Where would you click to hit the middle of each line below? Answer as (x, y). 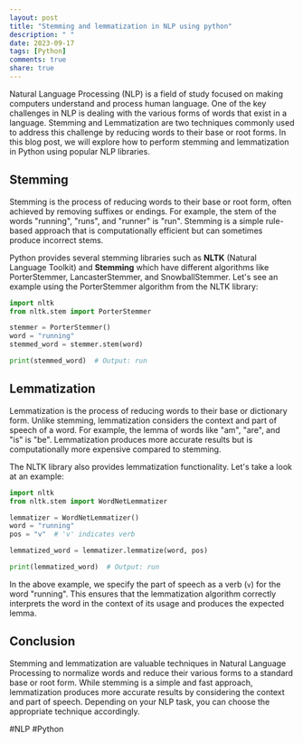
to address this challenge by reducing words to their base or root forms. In (148, 132)
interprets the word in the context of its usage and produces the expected (147, 603)
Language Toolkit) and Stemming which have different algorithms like (139, 267)
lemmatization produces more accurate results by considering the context (147, 691)
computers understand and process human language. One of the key (138, 103)
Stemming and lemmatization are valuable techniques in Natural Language (148, 663)
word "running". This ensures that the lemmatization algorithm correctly (143, 594)
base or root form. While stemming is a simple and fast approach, (131, 682)
